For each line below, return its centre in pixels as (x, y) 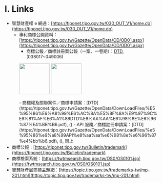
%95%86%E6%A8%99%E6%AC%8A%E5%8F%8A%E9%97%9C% (88, 113)
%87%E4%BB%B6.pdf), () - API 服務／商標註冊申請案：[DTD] (81, 124)
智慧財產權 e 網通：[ (32, 23)
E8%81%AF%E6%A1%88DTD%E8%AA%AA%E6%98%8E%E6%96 (87, 118)
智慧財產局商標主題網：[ (36, 170)
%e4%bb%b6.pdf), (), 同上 (46, 141)
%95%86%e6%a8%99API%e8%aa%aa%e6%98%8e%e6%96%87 (88, 135)
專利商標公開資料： (38, 34)
